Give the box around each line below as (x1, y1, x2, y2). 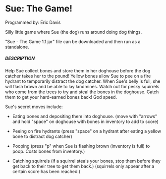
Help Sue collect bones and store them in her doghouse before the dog (5, 67, 151, 73)
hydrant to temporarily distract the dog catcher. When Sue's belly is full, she (5, 78, 161, 84)
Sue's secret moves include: (5, 104, 63, 110)
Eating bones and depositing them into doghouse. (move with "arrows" (12, 113, 158, 119)
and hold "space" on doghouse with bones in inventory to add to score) (12, 119, 159, 124)
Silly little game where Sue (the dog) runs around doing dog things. (5, 29, 142, 35)
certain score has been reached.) (12, 168, 81, 174)
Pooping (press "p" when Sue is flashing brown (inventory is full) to (12, 143, 150, 149)
